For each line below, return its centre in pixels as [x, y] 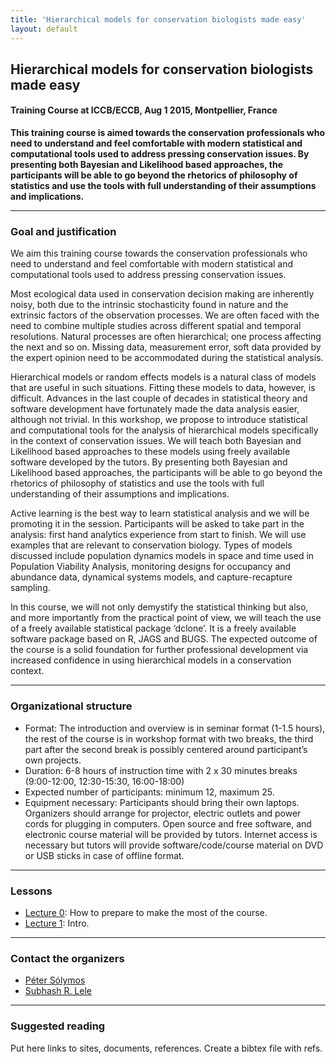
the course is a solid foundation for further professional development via [159, 650]
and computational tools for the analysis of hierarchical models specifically [164, 430]
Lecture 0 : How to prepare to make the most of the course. [146, 912]
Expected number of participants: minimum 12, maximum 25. [149, 792]
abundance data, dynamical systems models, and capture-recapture [151, 577]
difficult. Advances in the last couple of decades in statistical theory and [159, 398]
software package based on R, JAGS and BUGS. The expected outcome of [164, 639]
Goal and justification [63, 232]
